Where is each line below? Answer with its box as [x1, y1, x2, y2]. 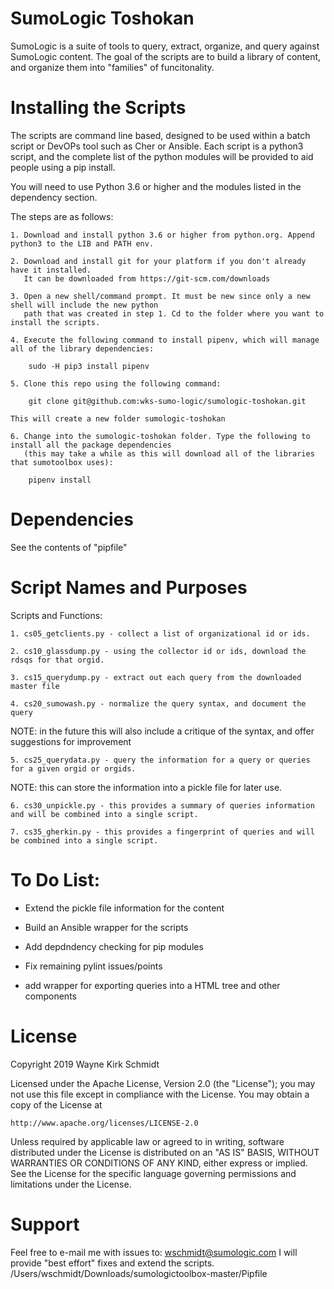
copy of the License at [10, 1098, 103, 1111]
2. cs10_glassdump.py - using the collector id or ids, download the [10, 646, 307, 656]
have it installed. [10, 265, 92, 275]
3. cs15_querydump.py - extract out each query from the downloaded [10, 672, 302, 682]
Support [10, 1213, 80, 1236]
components [24, 990, 77, 1002]
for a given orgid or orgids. [10, 763, 137, 774]
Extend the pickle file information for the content [24, 902, 225, 914]
